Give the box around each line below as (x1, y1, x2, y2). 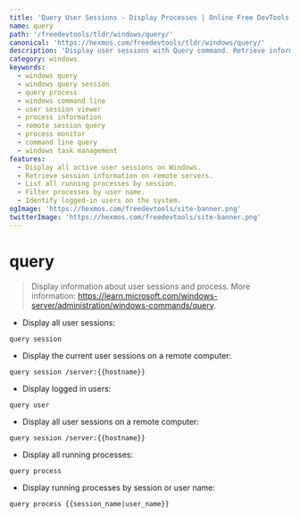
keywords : (9, 64, 46, 72)
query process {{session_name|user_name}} (9, 499, 170, 508)
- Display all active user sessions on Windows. (17, 163, 202, 172)
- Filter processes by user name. (17, 188, 146, 197)
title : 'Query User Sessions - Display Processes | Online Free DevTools (9, 13, 290, 22)
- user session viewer (17, 105, 102, 114)
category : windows (9, 55, 78, 64)
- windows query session (17, 80, 110, 89)
